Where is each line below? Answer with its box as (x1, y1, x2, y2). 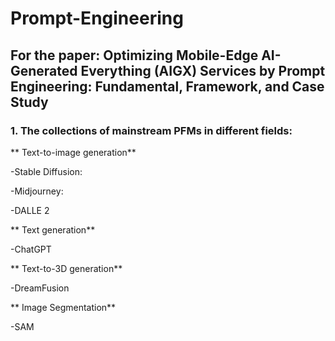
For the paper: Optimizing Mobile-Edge (10, 47, 259, 64)
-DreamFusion (10, 282, 70, 294)
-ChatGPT (10, 243, 52, 255)
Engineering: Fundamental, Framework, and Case (10, 78, 325, 95)
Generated (10, 62, 78, 79)
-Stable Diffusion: (10, 165, 83, 177)
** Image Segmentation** (10, 301, 117, 313)
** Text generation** (10, 223, 96, 236)
